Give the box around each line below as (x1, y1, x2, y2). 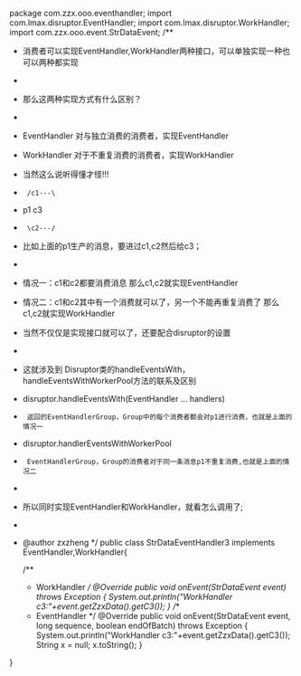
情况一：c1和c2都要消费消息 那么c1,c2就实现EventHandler (22, 278, 239, 288)
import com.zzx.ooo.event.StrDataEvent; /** (9, 27, 174, 37)
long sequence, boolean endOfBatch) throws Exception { (35, 620, 249, 631)
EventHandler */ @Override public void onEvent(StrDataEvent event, (35, 611, 291, 621)
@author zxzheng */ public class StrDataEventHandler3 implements (22, 538, 276, 547)
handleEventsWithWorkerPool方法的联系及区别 (22, 376, 197, 386)
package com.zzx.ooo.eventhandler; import (9, 8, 172, 18)
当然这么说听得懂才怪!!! (22, 169, 109, 179)
